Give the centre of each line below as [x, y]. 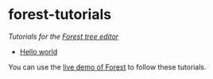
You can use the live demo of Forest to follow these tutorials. [107, 67]
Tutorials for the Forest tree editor [64, 36]
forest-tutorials [60, 15]
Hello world [39, 51]
